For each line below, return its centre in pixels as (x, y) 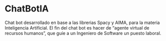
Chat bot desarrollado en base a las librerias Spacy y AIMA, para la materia (82, 22)
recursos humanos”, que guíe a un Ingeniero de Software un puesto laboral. (83, 33)
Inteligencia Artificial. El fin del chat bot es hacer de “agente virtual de (77, 27)
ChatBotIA (27, 9)
